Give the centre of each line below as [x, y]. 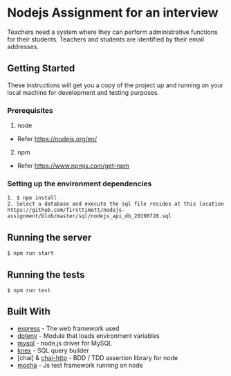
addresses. [23, 46]
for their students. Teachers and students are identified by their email [106, 39]
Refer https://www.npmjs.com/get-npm [73, 166]
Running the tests [46, 275]
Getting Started [41, 68]
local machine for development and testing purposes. [83, 92]
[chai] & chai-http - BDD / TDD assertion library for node [98, 357]
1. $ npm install [32, 198]
